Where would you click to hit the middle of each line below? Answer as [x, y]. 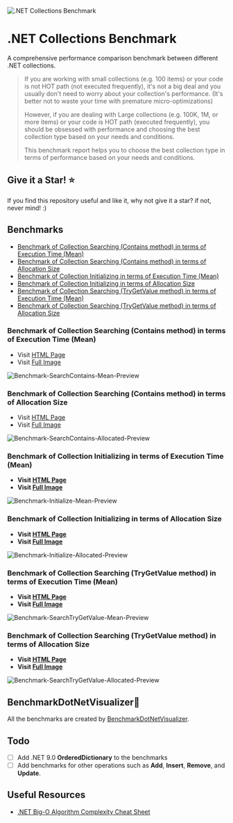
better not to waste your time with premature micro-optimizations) [119, 101]
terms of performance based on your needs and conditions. [110, 157]
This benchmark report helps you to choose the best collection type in [124, 150]
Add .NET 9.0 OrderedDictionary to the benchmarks [92, 757]
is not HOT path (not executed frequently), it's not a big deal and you [122, 86]
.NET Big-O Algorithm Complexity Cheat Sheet [84, 812]
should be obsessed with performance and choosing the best [112, 129]
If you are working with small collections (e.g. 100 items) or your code [123, 79]
